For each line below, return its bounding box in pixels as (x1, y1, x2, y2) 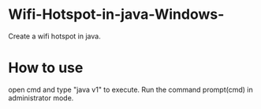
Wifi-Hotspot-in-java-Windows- (8, 5, 225, 24)
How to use (8, 59, 84, 77)
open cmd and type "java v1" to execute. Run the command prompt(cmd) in (8, 85, 254, 94)
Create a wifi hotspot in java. (8, 31, 101, 41)
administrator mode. (8, 93, 74, 103)
